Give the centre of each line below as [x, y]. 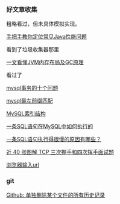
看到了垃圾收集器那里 [33, 49]
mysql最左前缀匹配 [30, 101]
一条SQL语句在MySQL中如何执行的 [50, 126]
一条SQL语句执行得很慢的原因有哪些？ [54, 139]
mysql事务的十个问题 [32, 88]
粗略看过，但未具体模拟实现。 [43, 24]
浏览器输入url [23, 165]
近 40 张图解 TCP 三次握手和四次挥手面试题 [60, 152]
